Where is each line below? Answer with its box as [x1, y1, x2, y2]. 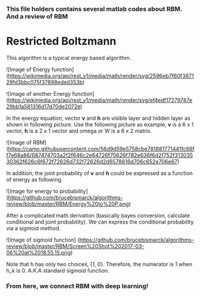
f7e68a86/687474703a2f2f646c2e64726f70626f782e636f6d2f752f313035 [6, 152, 193, 159]
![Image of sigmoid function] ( [6, 236, 80, 243]
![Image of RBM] [6, 138, 47, 146]
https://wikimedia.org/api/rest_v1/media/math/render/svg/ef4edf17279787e [8, 96, 193, 104]
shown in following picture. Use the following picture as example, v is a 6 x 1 [6, 120, 194, 128]
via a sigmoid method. [6, 224, 61, 232]
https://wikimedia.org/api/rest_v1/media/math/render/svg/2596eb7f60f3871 [8, 72, 194, 79]
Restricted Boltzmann [6, 35, 117, 48]
